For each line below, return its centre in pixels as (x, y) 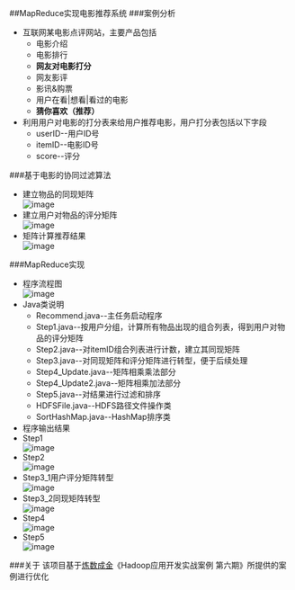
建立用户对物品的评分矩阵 (70, 215)
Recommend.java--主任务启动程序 (99, 316)
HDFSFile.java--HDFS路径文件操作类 (103, 406)
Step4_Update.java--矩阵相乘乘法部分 (106, 372)
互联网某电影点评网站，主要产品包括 (89, 32)
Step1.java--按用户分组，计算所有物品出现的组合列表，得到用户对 (156, 327)
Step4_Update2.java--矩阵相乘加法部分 (108, 383)
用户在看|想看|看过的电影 (82, 100)
